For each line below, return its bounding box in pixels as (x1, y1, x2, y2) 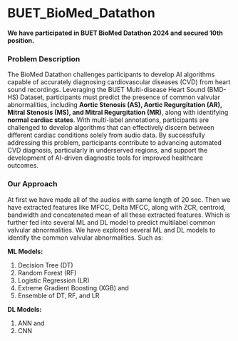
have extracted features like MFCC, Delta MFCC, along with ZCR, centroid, (7, 203, 226, 211)
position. (7, 36, 34, 44)
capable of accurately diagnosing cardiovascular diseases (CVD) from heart (7, 78, 231, 86)
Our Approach (7, 179, 58, 189)
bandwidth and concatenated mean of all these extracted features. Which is (7, 210, 230, 219)
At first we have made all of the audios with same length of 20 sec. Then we (7, 195, 231, 204)
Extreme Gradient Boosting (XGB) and (17, 283, 130, 292)
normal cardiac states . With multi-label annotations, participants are (7, 116, 209, 124)
